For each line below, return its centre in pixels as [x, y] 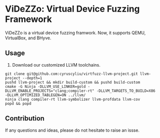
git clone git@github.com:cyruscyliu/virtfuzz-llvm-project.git [71, 74]
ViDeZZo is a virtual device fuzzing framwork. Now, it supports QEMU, [75, 33]
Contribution [25, 118]
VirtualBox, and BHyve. [28, 38]
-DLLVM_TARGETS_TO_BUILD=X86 [126, 91]
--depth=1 [32, 78]
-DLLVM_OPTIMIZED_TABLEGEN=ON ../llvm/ [45, 95]
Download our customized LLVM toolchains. [56, 65]
